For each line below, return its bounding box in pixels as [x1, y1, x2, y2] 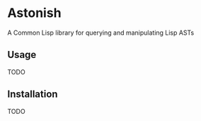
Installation [7, 88, 58, 100]
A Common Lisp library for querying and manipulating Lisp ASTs [7, 28, 195, 37]
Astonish [7, 5, 62, 21]
